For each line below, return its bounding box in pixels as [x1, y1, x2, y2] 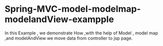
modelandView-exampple [4, 14, 114, 25]
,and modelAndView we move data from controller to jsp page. [4, 35, 133, 41]
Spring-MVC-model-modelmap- [4, 3, 141, 15]
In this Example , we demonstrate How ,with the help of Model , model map [4, 30, 159, 36]
